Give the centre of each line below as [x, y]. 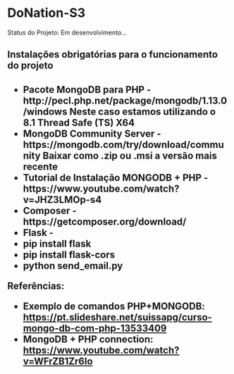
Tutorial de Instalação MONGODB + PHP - [116, 177]
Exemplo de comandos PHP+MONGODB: [114, 306]
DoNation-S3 [47, 13]
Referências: [36, 286]
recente [41, 167]
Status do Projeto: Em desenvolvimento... [67, 32]
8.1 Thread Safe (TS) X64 [79, 122]
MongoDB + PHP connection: [88, 339]
